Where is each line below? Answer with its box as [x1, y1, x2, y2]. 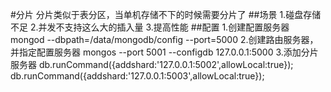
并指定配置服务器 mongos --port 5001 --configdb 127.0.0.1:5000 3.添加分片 [10, 46, 319, 58]
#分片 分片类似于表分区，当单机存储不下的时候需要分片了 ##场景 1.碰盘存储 [10, 9, 322, 20]
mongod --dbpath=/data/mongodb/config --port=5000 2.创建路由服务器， [10, 34, 319, 45]
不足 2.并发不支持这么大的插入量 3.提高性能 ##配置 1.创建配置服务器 [10, 21, 290, 33]
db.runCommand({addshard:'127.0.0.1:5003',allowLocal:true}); [10, 70, 265, 82]
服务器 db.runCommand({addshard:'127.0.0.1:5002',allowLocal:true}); [10, 59, 294, 70]
